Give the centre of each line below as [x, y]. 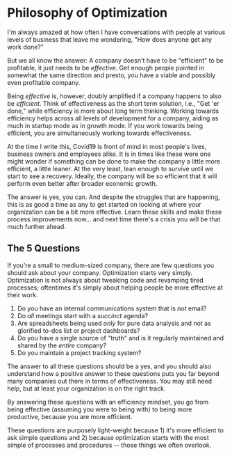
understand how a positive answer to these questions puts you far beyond [114, 373]
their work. [23, 294]
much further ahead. [36, 226]
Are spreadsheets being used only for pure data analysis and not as [114, 323]
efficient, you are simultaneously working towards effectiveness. [100, 133]
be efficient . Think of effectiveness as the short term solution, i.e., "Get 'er [114, 103]
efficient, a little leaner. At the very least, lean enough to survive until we [110, 168]
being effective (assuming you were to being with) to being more [100, 409]
